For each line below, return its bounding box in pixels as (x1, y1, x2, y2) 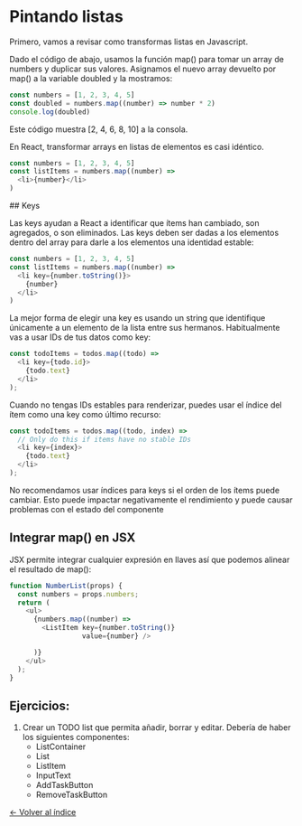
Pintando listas (9, 6, 124, 27)
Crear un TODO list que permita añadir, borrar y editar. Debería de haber (22, 722, 291, 733)
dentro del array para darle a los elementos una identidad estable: (9, 237, 254, 248)
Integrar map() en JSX (9, 530, 136, 546)
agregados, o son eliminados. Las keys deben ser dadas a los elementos (9, 228, 279, 239)
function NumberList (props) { (9, 581, 124, 590)
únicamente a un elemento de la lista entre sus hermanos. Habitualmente (9, 323, 280, 333)
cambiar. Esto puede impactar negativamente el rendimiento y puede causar (9, 494, 293, 505)
